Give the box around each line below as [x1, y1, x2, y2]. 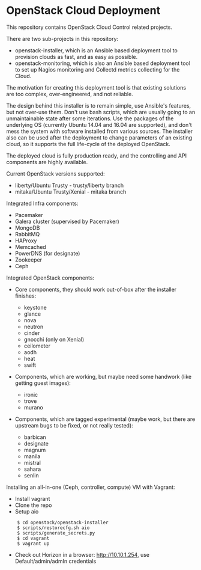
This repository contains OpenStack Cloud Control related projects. [6, 23, 173, 31]
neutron [23, 323, 44, 330]
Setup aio [14, 507, 39, 515]
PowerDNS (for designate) [14, 250, 80, 257]
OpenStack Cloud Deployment [6, 4, 161, 17]
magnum [23, 446, 46, 453]
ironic [23, 391, 38, 398]
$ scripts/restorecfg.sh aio [17, 524, 90, 531]
